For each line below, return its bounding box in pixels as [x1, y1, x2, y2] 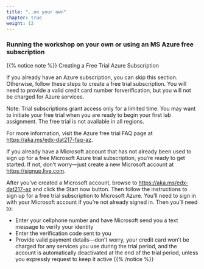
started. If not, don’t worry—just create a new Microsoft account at [6, 161, 174, 168]
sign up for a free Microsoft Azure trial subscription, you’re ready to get [6, 154, 186, 161]
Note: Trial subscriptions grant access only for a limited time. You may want [6, 105, 196, 112]
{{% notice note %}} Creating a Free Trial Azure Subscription [6, 61, 160, 69]
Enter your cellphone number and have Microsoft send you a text [15, 217, 178, 224]
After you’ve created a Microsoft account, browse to [6, 179, 138, 186]
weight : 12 [6, 20, 34, 26]
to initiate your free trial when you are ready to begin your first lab [6, 111, 172, 119]
